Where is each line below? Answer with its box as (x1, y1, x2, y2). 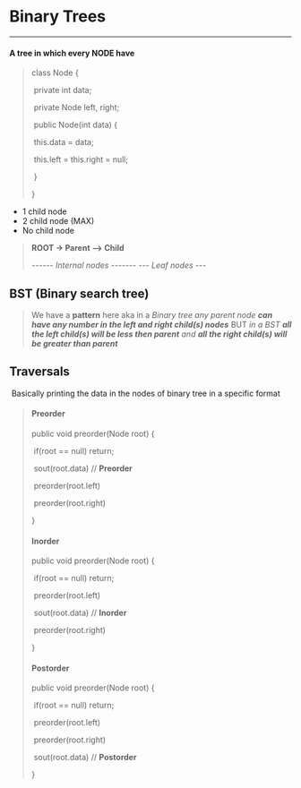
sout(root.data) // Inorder (33, 607, 127, 619)
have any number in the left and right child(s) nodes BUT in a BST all (30, 319, 292, 330)
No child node (21, 226, 74, 236)
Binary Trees (9, 6, 106, 27)
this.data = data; (33, 137, 94, 148)
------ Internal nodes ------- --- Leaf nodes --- (30, 260, 207, 270)
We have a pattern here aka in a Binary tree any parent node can (30, 309, 273, 320)
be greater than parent (30, 338, 118, 348)
